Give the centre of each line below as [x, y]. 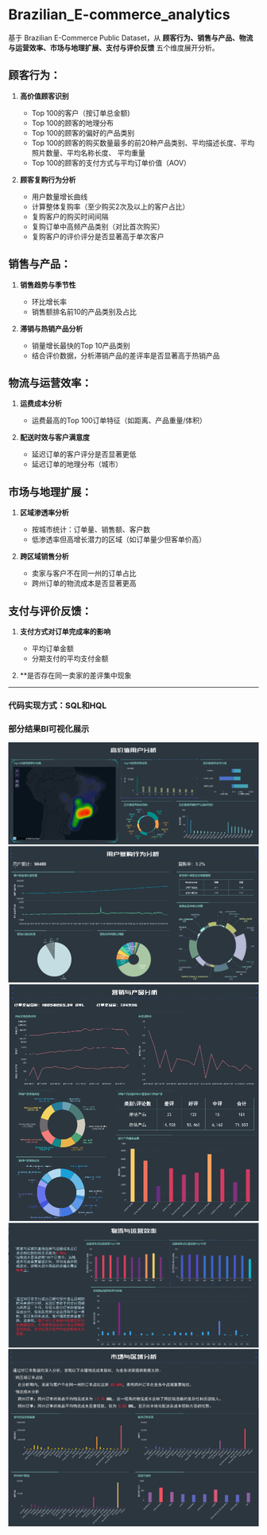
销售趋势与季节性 [48, 285]
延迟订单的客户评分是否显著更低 [84, 454]
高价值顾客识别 [44, 96]
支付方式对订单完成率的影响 [65, 632]
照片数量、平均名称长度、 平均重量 [88, 152]
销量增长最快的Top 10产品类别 [81, 345]
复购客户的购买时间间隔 [70, 216]
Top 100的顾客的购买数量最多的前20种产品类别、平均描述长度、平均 [143, 143]
